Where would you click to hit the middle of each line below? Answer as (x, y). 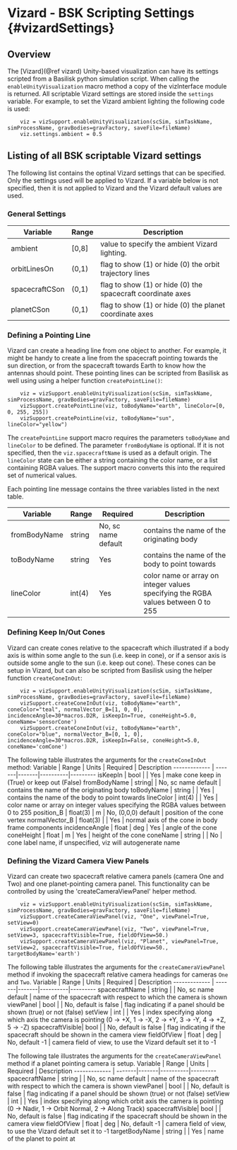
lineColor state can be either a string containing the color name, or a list (113, 460)
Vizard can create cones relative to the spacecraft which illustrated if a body (118, 648)
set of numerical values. (42, 475)
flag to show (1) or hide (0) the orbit (160, 265)
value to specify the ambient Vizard (159, 244)
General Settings (37, 214)
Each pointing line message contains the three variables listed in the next (114, 489)
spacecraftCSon (38, 290)
